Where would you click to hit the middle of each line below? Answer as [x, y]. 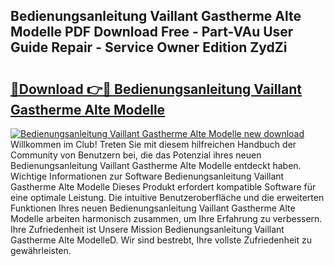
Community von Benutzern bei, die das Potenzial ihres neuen [136, 155]
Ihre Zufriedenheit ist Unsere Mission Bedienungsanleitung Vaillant [147, 229]
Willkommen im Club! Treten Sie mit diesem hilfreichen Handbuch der [153, 144]
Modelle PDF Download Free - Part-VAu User [152, 32]
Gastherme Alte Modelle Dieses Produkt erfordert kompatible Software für [163, 187]
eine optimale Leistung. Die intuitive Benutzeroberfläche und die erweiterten [167, 197]
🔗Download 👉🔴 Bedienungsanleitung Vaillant [156, 89]
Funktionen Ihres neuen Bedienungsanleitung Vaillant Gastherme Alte [153, 208]
